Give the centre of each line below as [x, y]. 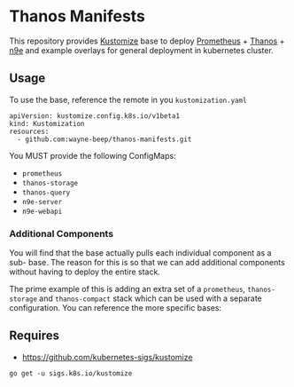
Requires [35, 336]
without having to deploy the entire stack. [85, 272]
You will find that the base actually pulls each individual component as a [140, 253]
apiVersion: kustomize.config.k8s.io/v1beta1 [94, 116]
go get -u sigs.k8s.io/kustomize [71, 373]
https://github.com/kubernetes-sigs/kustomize [107, 357]
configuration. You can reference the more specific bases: [116, 308]
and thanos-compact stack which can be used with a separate [151, 298]
